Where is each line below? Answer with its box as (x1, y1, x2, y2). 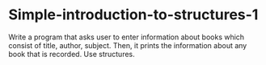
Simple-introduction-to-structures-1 (8, 6, 259, 24)
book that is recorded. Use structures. (8, 49, 135, 59)
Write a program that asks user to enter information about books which (8, 32, 245, 42)
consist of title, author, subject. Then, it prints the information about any (8, 40, 247, 50)
